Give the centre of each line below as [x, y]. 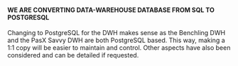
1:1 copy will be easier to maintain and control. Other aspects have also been [119, 48]
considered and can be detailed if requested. [73, 55]
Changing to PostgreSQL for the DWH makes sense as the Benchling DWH [117, 33]
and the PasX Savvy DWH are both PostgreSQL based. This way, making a [116, 40]
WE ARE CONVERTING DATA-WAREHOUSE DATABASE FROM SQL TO [111, 10]
